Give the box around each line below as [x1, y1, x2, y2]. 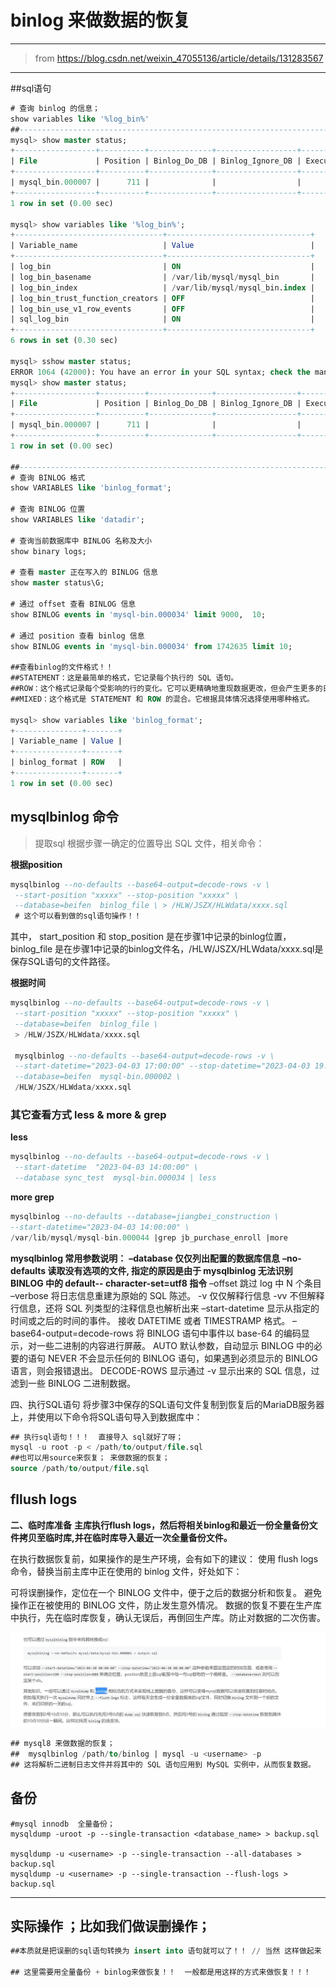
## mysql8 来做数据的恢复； [10, 1739, 115, 1749]
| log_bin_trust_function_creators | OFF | [10, 293, 315, 303]
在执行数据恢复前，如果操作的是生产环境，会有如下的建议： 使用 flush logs [10, 1552, 319, 1565]
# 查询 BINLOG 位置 [10, 504, 86, 515]
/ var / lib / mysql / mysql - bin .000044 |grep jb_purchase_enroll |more [10, 1232, 288, 1243]
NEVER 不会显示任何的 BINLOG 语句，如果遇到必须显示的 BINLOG [47, 1352, 319, 1364]
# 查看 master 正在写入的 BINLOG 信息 [10, 567, 158, 578]
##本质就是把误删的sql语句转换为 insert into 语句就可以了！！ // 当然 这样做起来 [10, 1946, 322, 1956]
